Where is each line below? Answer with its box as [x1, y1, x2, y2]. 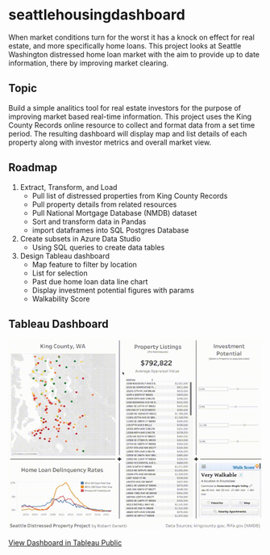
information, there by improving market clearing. [8, 58, 169, 68]
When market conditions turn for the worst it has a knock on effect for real [8, 32, 255, 42]
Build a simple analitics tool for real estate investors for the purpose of [8, 103, 242, 112]
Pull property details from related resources [31, 200, 177, 209]
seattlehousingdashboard [8, 6, 185, 24]
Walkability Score [31, 293, 90, 304]
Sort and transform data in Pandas [31, 217, 147, 226]
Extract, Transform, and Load [19, 182, 118, 191]
